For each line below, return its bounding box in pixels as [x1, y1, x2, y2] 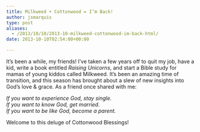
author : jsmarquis [6, 14, 52, 20]
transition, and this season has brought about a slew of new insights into [6, 77, 184, 84]
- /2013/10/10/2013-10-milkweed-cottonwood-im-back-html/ [11, 31, 159, 37]
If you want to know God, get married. [6, 101, 100, 108]
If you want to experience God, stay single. [6, 95, 112, 102]
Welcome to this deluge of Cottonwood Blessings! [6, 119, 130, 125]
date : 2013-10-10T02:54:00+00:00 [6, 36, 90, 42]
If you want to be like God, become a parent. [6, 108, 116, 114]
